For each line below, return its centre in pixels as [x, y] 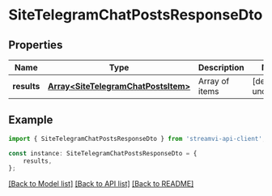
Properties [36, 45]
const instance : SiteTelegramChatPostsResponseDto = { [103, 153]
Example [31, 120]
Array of [214, 81]
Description [221, 68]
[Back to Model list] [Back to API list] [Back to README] [101, 184]
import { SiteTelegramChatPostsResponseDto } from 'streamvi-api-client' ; [137, 138]
